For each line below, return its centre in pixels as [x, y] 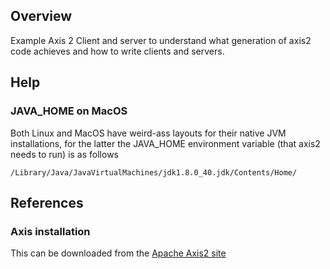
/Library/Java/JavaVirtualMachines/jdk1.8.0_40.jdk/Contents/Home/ [154, 172]
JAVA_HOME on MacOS [69, 111]
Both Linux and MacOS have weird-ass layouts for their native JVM [148, 133]
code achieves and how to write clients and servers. [117, 51]
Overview [41, 16]
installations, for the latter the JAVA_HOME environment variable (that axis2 [165, 143]
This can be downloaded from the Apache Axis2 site [118, 253]
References [47, 202]
